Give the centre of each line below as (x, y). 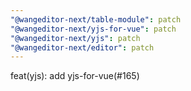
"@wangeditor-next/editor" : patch (82, 47)
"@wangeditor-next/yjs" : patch (75, 38)
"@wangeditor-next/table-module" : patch (96, 19)
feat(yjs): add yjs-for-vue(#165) (75, 76)
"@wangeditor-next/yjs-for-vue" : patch (93, 29)
